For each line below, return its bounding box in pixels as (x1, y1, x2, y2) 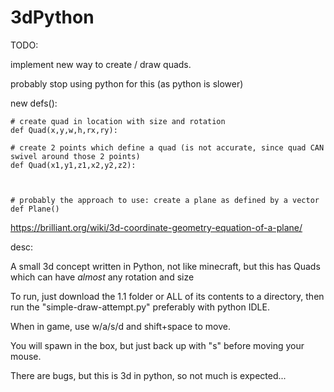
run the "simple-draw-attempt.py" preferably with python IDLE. (10, 301, 270, 313)
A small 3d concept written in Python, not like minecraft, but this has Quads (10, 260, 321, 272)
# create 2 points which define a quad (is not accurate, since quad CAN (10, 142, 325, 153)
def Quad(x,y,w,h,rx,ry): (10, 125, 118, 135)
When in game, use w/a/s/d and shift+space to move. (10, 320, 231, 332)
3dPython (10, 6, 95, 29)
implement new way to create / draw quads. (10, 58, 192, 70)
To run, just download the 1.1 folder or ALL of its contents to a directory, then (10, 290, 325, 302)
